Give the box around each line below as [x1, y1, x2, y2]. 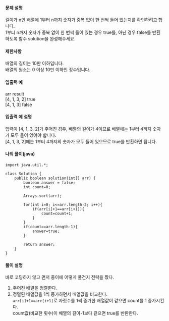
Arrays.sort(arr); [23, 193, 62, 199]
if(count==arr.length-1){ [23, 225, 78, 230]
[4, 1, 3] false [5, 101, 32, 108]
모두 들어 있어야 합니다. [10, 132, 57, 138]
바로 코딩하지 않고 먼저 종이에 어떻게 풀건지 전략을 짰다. [5, 274, 115, 280]
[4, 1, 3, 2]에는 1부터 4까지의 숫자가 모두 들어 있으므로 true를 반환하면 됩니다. [5, 138, 157, 144]
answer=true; [32, 229, 60, 234]
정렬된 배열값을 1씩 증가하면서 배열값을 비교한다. [12, 291, 107, 297]
